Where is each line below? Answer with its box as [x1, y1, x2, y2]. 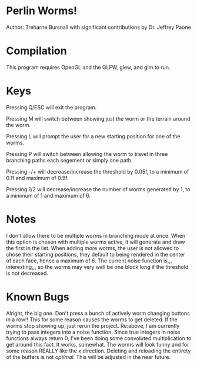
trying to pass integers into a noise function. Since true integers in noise [6, 328, 181, 335]
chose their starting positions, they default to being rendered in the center [6, 251, 185, 258]
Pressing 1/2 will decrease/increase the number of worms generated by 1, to [6, 185, 191, 192]
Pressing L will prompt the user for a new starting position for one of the [6, 132, 181, 139]
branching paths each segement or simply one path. [6, 157, 133, 164]
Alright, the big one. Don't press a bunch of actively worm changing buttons [6, 310, 190, 317]
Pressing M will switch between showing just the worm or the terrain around [6, 115, 191, 122]
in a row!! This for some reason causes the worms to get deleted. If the [6, 316, 178, 323]
